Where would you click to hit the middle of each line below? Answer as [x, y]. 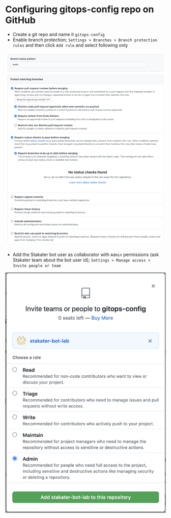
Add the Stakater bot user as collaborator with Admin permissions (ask [86, 254]
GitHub [20, 20]
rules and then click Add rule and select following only [70, 45]
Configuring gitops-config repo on [80, 9]
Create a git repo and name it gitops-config [59, 34]
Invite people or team [37, 266]
